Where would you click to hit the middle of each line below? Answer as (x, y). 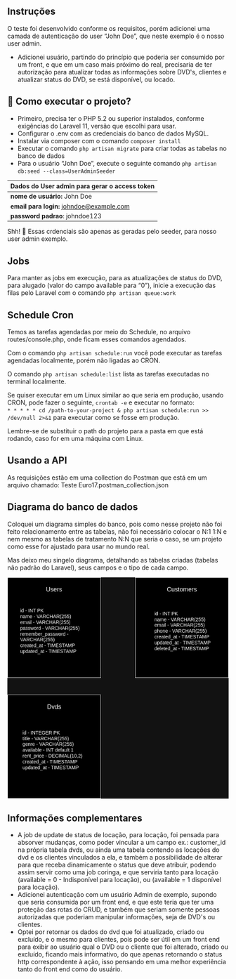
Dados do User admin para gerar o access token (83, 186)
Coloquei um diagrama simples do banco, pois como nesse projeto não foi (115, 524)
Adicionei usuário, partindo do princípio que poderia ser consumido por (121, 57)
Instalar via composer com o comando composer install (99, 140)
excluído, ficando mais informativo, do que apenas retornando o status (120, 954)
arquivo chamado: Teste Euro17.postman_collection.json (88, 485)
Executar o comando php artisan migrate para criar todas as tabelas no (122, 148)
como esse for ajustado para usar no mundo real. (79, 546)
